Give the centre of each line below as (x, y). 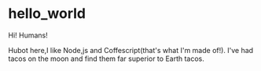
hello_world (47, 14)
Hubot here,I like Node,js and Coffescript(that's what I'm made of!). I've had (131, 50)
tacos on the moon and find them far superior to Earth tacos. (106, 59)
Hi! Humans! (28, 35)
